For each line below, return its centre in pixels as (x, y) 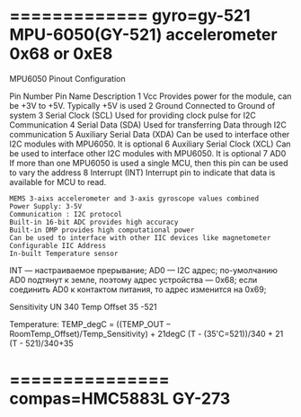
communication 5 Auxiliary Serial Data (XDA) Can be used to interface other (150, 134)
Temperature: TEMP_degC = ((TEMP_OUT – (90, 324)
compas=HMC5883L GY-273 (120, 399)
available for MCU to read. (58, 182)
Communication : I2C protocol (66, 214)
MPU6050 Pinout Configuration (67, 78)
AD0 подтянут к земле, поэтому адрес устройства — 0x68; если (133, 279)
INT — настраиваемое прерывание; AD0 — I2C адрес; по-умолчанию (144, 270)
